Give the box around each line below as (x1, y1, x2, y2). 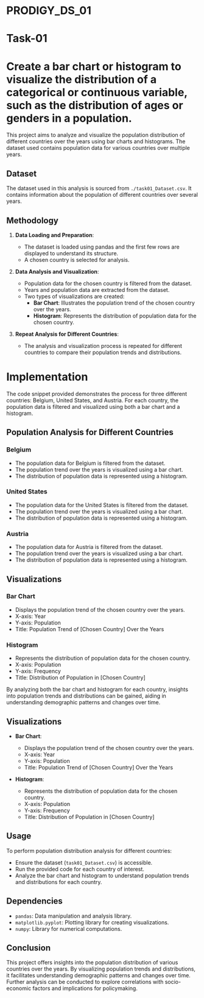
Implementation (6, 370, 88, 384)
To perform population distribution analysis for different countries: (6, 847, 172, 854)
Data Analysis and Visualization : (15, 267, 99, 275)
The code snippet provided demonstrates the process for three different (6, 390, 188, 397)
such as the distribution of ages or (6, 98, 184, 112)
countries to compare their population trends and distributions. (24, 349, 182, 356)
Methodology (6, 215, 59, 225)
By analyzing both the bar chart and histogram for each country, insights (6, 686, 189, 693)
